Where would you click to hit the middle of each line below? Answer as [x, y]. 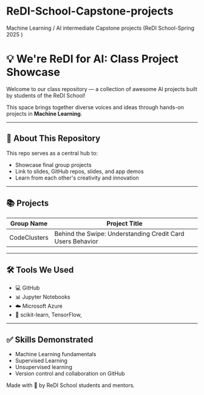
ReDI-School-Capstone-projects [90, 11]
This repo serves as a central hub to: [52, 153]
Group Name [29, 223]
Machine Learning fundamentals [56, 354]
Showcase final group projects [53, 164]
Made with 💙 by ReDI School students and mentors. [71, 385]
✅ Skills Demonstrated [50, 339]
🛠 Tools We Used [40, 270]
